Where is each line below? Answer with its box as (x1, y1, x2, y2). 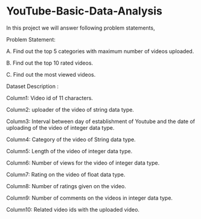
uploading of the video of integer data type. (6, 124, 115, 131)
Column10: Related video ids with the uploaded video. (6, 206, 140, 213)
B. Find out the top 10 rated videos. (6, 59, 94, 66)
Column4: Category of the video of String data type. (6, 136, 136, 143)
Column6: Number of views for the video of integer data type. (6, 159, 160, 167)
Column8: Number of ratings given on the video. (6, 182, 127, 189)
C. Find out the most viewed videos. (6, 71, 96, 78)
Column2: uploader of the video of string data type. (6, 106, 135, 113)
